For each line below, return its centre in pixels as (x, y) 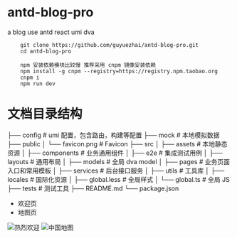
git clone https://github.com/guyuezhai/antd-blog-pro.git (110, 45)
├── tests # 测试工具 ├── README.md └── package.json (93, 188)
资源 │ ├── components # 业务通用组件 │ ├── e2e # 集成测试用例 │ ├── (115, 153)
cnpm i (30, 77)
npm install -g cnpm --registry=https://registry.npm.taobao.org (119, 71)
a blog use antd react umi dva (51, 32)
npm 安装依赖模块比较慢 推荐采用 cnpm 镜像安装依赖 (88, 65)
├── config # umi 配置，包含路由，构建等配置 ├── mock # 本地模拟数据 (114, 135)
